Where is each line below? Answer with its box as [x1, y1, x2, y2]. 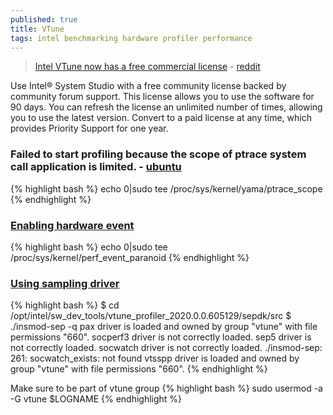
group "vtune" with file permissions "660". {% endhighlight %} [10, 363, 268, 375]
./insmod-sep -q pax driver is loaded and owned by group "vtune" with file [10, 321, 318, 333]
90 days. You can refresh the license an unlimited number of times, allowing [10, 101, 323, 113]
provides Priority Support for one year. [10, 122, 169, 135]
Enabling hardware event [10, 218, 135, 232]
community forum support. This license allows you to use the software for [10, 91, 315, 103]
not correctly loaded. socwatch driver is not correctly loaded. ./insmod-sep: [10, 342, 323, 354]
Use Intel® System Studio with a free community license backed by [10, 80, 287, 92]
